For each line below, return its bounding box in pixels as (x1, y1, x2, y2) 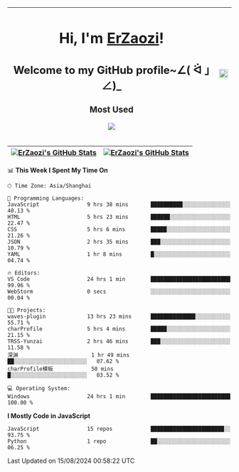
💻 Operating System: (7, 385, 71, 392)
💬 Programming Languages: (7, 195, 84, 202)
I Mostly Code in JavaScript (7, 412, 91, 420)
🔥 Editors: (7, 269, 41, 277)
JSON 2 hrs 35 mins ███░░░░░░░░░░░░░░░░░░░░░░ (7, 238, 231, 246)
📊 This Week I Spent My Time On (7, 166, 108, 175)
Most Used (89, 104, 134, 115)
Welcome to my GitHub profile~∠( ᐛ (13, 63, 202, 77)
